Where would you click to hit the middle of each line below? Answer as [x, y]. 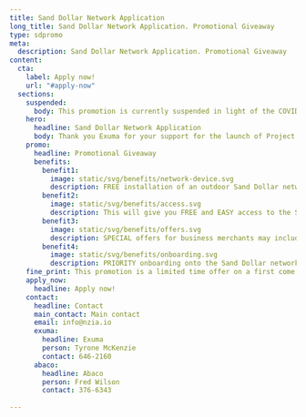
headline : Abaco [73, 373]
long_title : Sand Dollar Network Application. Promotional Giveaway [142, 26]
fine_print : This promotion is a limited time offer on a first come [161, 272]
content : [26, 60]
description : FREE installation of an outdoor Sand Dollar [164, 188]
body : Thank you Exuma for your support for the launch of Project [164, 137]
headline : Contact [68, 306]
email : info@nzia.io [72, 323]
